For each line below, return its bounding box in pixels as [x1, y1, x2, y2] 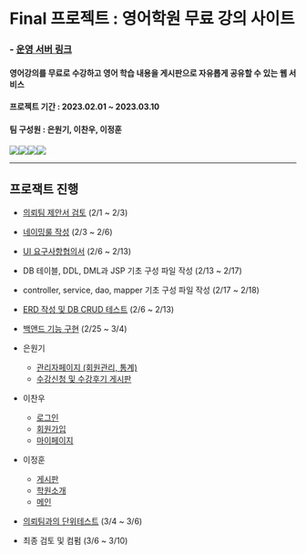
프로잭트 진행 [9, 181, 79, 197]
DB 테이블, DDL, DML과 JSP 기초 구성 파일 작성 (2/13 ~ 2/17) [22, 265, 243, 276]
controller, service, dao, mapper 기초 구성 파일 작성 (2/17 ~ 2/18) [22, 284, 260, 296]
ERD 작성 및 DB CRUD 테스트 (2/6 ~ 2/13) [22, 304, 175, 315]
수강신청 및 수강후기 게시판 [36, 374, 132, 385]
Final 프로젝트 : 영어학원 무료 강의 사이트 [9, 8, 295, 29]
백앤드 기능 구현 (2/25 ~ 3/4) [22, 323, 127, 334]
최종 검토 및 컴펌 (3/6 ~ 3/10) [22, 535, 128, 547]
